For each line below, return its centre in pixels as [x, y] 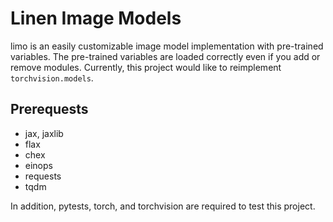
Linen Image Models [96, 18]
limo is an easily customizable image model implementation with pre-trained [167, 46]
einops [38, 165]
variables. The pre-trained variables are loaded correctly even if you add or [165, 56]
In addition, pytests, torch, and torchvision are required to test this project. [163, 206]
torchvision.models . [52, 78]
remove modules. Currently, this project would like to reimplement [146, 67]
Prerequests [49, 109]
